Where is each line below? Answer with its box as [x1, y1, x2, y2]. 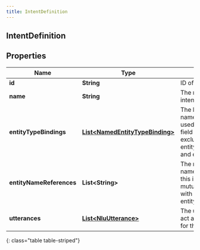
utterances [9, 214, 41, 222]
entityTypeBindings [9, 127, 67, 136]
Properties [6, 51, 46, 61]
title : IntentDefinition [6, 8, 68, 15]
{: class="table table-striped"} [6, 236, 80, 244]
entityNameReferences [9, 178, 77, 186]
